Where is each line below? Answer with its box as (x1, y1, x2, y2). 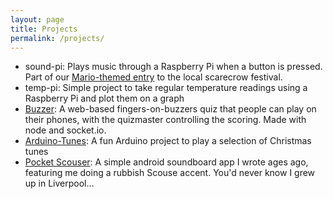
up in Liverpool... (24, 177, 95, 190)
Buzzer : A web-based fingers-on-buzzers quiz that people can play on (24, 103, 317, 115)
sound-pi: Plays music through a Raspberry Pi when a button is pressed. (24, 61, 323, 73)
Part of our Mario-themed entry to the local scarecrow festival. (24, 71, 283, 83)
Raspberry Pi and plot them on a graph (24, 92, 185, 105)
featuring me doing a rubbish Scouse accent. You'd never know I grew (24, 167, 316, 179)
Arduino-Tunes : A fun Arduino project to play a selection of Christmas (24, 135, 312, 147)
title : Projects (10, 24, 78, 34)
